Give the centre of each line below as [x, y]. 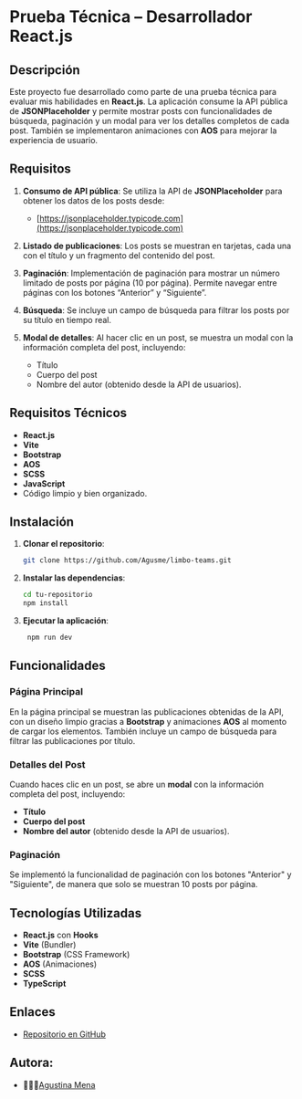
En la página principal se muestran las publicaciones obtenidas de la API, [147, 712]
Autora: [31, 1063]
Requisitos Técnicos [68, 413]
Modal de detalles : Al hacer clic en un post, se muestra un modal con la [158, 337]
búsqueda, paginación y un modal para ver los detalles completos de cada [150, 121]
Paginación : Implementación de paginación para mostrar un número [151, 273]
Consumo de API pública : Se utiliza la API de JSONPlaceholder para [152, 191]
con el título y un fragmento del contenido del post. [119, 255]
